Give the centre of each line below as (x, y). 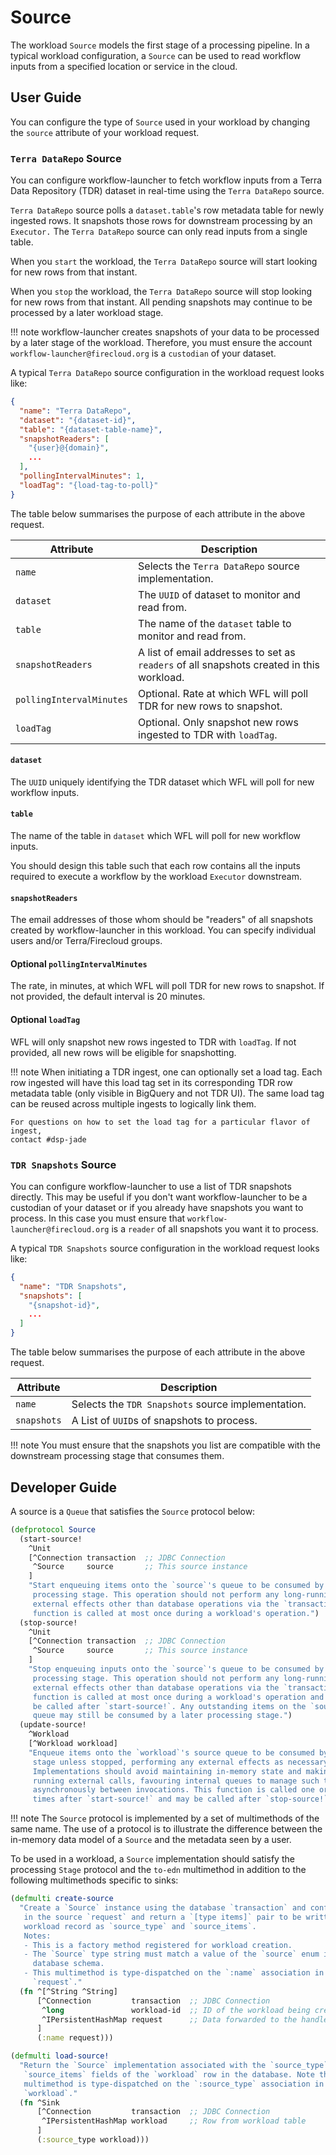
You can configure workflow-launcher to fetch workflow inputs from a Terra (166, 180)
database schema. (68, 1964)
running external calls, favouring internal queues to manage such (176, 1781)
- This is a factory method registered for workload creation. (158, 1945)
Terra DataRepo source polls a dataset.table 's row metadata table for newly (167, 210)
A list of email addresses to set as (217, 652)
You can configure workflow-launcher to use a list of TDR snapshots (151, 1186)
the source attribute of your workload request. (105, 132)
